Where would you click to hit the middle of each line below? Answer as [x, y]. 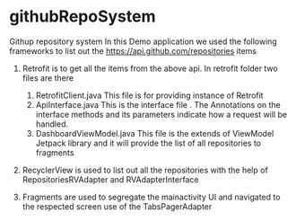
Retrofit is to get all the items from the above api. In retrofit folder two [150, 68]
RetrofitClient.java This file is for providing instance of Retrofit [149, 95]
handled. [52, 124]
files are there [48, 77]
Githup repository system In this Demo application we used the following [144, 41]
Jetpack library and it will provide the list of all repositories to [148, 143]
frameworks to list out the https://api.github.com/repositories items [133, 50]
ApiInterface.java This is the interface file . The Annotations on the [158, 104]
